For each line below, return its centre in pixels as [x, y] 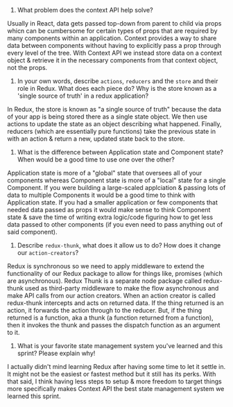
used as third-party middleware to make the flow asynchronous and [122, 288]
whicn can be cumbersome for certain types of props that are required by [112, 31]
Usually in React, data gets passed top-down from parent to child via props [114, 23]
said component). [32, 232]
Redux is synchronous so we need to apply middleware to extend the [106, 266]
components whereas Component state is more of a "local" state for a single [116, 180]
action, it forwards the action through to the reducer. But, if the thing [105, 310]
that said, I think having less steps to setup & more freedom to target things [114, 381]
